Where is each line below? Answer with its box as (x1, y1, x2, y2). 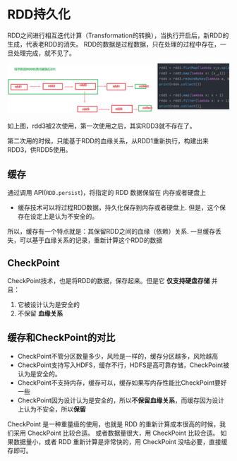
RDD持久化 (7, 6, 71, 23)
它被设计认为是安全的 (17, 300, 80, 309)
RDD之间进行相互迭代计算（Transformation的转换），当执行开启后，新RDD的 (7, 31, 229, 40)
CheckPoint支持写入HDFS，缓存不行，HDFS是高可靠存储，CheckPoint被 (17, 361, 230, 369)
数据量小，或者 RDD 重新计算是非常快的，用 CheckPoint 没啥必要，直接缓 (13, 437, 228, 445)
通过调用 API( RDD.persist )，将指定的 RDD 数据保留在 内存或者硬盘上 (7, 188, 207, 197)
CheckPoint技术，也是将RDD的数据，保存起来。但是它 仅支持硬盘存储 (7, 276, 210, 285)
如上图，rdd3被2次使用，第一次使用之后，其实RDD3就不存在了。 (7, 121, 196, 131)
